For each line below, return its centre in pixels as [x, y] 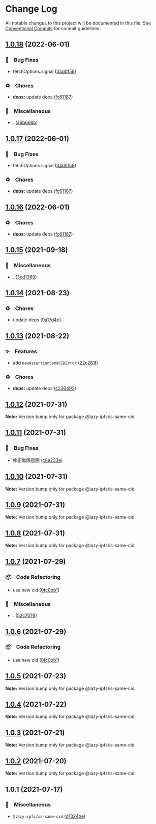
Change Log [31, 9]
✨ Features [21, 351]
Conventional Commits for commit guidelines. [53, 28]
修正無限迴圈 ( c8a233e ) [38, 460]
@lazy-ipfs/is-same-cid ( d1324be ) [49, 816]
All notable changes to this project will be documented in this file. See [78, 23]
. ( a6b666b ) [25, 122]
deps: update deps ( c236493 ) [44, 389]
